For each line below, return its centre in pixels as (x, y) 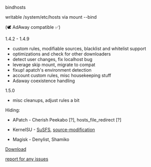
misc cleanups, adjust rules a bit (46, 100)
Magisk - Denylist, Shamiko (41, 139)
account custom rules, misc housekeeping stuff (62, 75)
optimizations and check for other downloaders (62, 54)
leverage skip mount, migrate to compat (54, 65)
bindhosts (16, 7)
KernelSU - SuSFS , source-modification (54, 130)
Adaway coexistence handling (44, 81)
